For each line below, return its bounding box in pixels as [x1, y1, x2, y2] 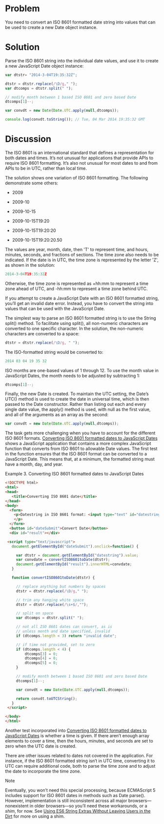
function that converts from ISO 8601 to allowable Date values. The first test [5, 446, 158, 451]
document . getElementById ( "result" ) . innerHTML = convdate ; [16, 562, 132, 567]
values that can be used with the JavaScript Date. [5, 305, 105, 311]
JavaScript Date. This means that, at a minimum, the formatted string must [5, 456, 155, 462]
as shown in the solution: [5, 262, 55, 268]
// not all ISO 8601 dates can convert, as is [16, 624, 112, 629]
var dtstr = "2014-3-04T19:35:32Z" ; [5, 72, 78, 77]
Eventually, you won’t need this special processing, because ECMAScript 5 [5, 787, 156, 793]
